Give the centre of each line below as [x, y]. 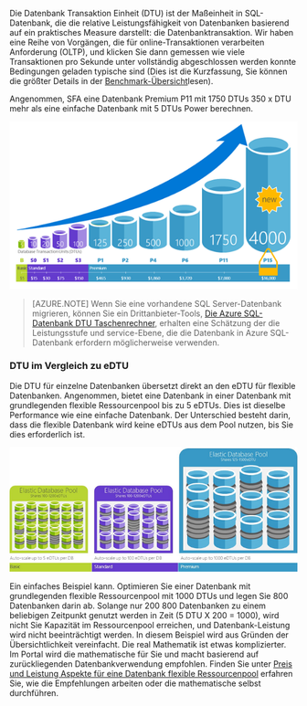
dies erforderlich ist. [47, 434]
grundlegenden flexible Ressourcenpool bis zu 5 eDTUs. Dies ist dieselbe [148, 405]
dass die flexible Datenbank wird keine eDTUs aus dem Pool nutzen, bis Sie [152, 425]
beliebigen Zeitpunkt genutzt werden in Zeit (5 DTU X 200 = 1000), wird [144, 615]
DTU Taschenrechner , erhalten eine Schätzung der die [178, 322]
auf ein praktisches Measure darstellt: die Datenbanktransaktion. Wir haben [152, 32]
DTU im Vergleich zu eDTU [69, 366]
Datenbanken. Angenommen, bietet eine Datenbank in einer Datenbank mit [150, 395]
